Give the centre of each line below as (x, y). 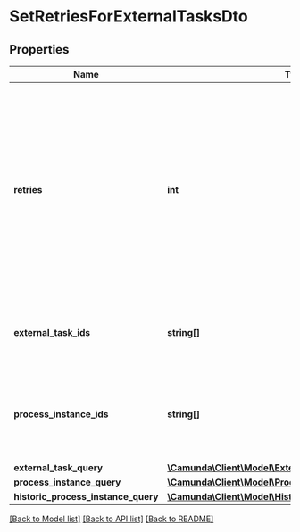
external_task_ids (52, 332)
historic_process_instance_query (86, 497)
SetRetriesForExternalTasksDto (129, 17)
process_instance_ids (61, 414)
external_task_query (58, 468)
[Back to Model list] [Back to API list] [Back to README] (112, 519)
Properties (39, 50)
